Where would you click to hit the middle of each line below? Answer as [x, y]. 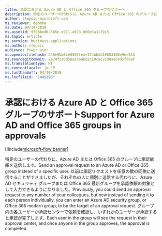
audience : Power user [27, 50]
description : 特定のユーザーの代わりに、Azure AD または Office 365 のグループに [81, 14]
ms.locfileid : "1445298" [30, 77]
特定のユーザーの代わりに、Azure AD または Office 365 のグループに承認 [77, 159]
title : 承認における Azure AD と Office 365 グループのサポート [65, 9]
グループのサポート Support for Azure [80, 115]
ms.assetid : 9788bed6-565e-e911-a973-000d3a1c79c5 [57, 32]
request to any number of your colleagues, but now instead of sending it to [80, 195]
